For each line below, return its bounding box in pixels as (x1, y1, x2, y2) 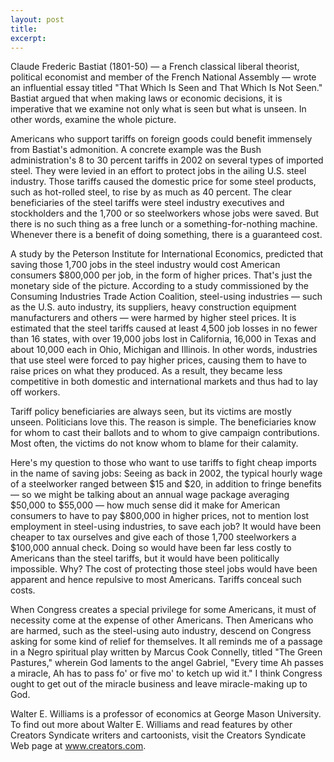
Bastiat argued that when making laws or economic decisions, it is (10, 92, 283, 105)
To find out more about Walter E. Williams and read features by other (10, 719, 293, 731)
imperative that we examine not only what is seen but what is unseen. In (10, 103, 307, 115)
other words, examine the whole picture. (10, 114, 177, 126)
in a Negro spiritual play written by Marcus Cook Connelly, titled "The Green (10, 646, 323, 658)
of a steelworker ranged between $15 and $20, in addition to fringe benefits (10, 478, 322, 490)
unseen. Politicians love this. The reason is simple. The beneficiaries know (10, 416, 317, 428)
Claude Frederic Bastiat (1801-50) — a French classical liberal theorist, (10, 61, 300, 73)
